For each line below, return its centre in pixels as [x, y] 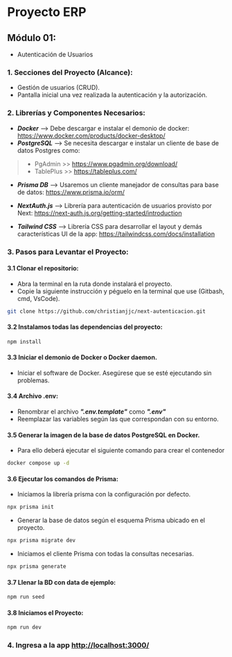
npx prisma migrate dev [42, 541]
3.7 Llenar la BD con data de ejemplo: [62, 582]
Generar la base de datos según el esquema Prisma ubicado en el [111, 520]
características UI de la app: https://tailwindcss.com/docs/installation [116, 234]
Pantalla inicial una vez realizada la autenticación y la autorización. [112, 95]
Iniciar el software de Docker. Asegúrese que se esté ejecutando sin [114, 373]
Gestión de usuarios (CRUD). [59, 88]
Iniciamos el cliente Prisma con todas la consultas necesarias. [105, 554]
